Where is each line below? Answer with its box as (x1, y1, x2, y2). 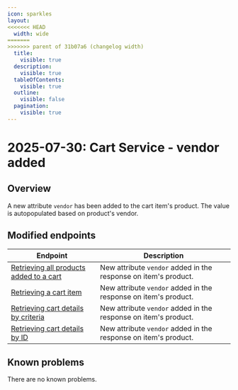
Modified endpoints (7, 229, 96, 241)
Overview (7, 183, 52, 195)
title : (13, 50, 33, 57)
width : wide (13, 30, 50, 38)
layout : (7, 17, 30, 24)
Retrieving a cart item (11, 287, 82, 297)
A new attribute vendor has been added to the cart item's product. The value (7, 201, 230, 210)
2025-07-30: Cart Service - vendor (7, 139, 220, 156)
